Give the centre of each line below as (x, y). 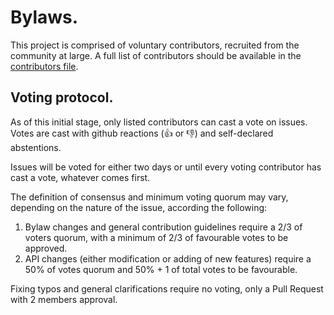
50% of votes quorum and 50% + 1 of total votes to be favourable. (161, 269)
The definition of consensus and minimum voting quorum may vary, (149, 197)
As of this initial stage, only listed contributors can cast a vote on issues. (159, 122)
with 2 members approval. (64, 299)
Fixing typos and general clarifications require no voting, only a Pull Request (167, 288)
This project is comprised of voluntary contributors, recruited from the (155, 45)
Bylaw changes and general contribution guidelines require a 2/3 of (163, 227)
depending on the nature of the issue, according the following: (139, 207)
